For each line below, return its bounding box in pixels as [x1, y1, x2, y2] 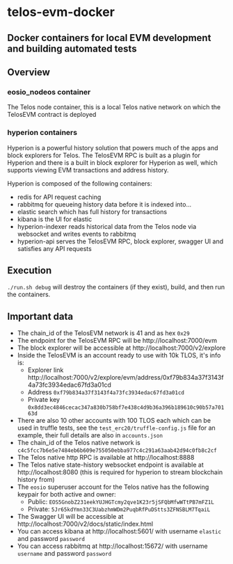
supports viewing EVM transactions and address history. [7, 166, 169, 174]
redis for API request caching [17, 193, 102, 201]
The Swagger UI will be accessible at [17, 513, 124, 521]
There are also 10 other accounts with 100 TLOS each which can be [17, 417, 211, 425]
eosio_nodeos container [7, 87, 91, 97]
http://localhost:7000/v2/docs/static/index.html [17, 519, 154, 529]
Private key [27, 396, 61, 404]
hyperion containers [7, 128, 78, 138]
